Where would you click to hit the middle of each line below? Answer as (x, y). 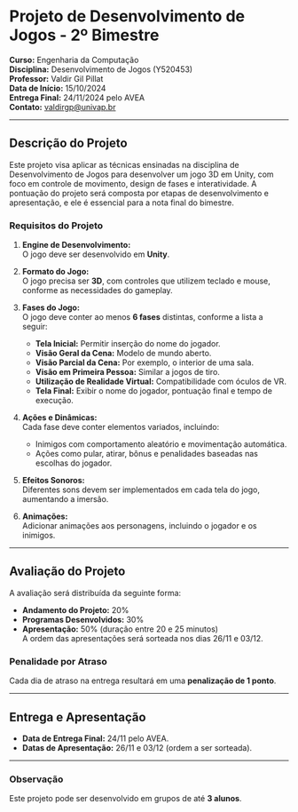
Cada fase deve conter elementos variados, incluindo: (121, 427)
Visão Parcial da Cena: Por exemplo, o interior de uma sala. (145, 362)
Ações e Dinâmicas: (59, 418)
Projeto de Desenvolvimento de (127, 16)
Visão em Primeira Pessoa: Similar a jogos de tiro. (127, 372)
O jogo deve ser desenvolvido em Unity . (96, 254)
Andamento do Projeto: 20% (75, 609)
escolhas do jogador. (74, 463)
